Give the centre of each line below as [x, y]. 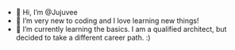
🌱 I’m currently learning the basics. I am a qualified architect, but [121, 29]
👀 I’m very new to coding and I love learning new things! [107, 21]
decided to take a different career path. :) [83, 37]
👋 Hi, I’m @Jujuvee [46, 12]
